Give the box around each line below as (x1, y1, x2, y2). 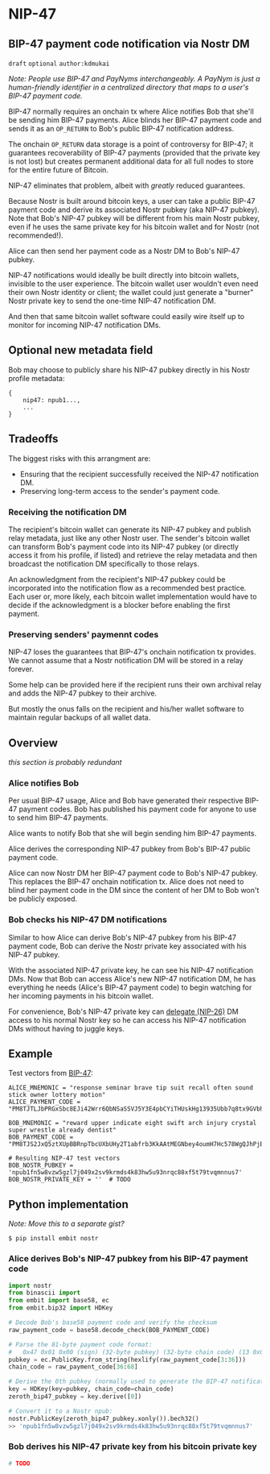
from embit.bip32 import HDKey (8, 1304, 113, 1312)
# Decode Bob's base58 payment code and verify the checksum (8, 1318, 218, 1327)
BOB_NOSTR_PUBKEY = (8, 1161, 74, 1169)
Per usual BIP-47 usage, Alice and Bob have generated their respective (8, 795, 243, 806)
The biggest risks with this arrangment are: (8, 453, 151, 463)
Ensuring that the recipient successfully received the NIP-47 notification (19, 469, 259, 479)
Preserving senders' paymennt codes (8, 629, 159, 640)
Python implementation (8, 1198, 129, 1211)
